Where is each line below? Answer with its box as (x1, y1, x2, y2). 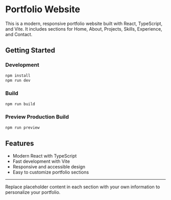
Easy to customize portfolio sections (12, 169, 89, 175)
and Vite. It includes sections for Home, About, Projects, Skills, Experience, (5, 26, 162, 32)
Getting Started (5, 46, 55, 55)
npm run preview (5, 125, 40, 130)
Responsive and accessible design (12, 163, 85, 169)
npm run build (5, 101, 36, 107)
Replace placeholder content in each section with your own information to (5, 184, 160, 190)
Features (5, 139, 34, 148)
